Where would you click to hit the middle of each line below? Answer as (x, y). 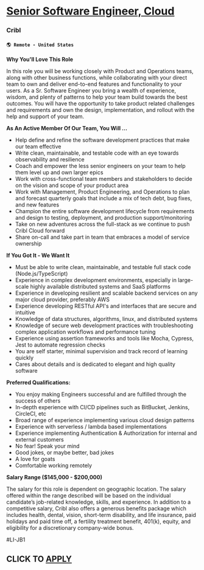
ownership (28, 244)
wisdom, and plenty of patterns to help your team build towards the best (97, 97)
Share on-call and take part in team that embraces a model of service (102, 237)
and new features (37, 205)
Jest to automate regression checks (60, 345)
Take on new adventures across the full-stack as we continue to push (102, 224)
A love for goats (35, 459)
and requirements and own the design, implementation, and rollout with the (100, 110)
